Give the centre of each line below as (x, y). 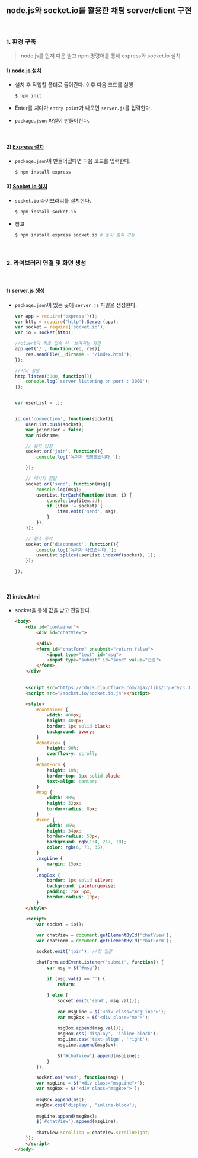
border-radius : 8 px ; (72, 809)
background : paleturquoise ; (81, 886)
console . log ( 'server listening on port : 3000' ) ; (88, 382)
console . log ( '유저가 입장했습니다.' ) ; (79, 457)
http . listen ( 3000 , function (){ (53, 376)
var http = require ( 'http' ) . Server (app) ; (67, 322)
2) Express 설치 (25, 146)
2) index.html (23, 596)
